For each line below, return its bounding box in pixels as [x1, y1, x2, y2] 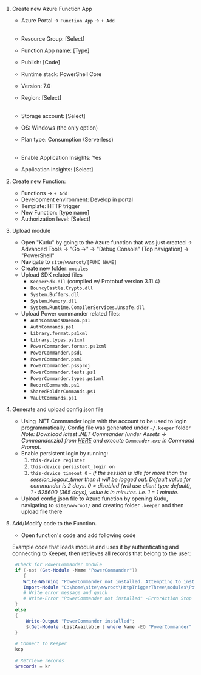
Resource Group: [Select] [21, 35, 85, 42]
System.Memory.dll [30, 298, 77, 304]
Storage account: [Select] [21, 112, 86, 119]
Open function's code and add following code [21, 531, 136, 539]
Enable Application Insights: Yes [21, 154, 101, 161]
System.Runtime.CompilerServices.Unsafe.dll [30, 305, 145, 311]
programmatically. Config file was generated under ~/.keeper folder [21, 424, 191, 431]
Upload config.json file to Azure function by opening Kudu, [21, 495, 168, 502]
